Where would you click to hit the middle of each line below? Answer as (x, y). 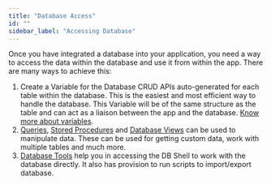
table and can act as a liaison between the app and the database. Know (140, 113)
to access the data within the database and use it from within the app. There (136, 62)
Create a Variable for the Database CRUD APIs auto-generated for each (140, 87)
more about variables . (57, 122)
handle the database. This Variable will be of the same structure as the (138, 104)
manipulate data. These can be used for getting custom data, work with (140, 139)
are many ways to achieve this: (60, 71)
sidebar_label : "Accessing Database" (72, 31)
